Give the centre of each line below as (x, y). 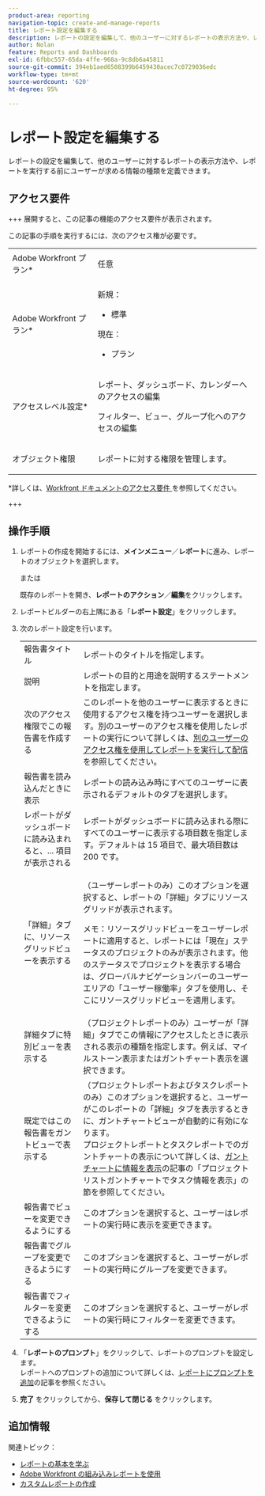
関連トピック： (32, 1447)
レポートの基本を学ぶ (54, 1464)
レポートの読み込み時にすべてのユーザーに (161, 782)
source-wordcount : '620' (49, 82)
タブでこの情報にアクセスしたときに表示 (173, 1035)
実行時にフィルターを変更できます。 (173, 1319)
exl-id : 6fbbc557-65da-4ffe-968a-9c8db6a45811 (86, 60)
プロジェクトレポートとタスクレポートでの (162, 1145)
